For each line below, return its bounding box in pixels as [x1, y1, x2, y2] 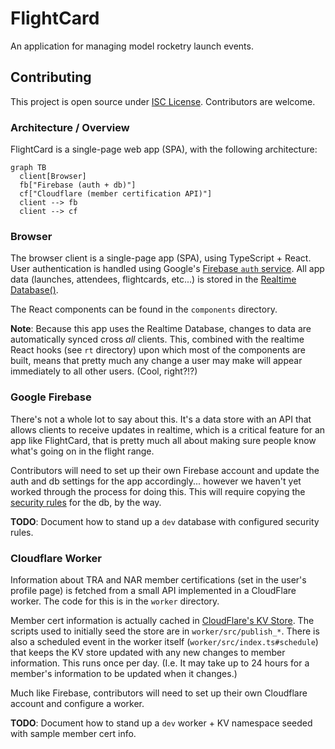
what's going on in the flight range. [10, 445, 155, 457]
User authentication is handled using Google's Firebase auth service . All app [10, 263, 325, 275]
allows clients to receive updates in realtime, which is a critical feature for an [10, 423, 326, 436]
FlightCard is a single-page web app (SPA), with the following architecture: [10, 143, 318, 156]
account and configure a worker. [10, 697, 145, 709]
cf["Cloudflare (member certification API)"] [19, 189, 213, 199]
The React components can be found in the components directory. [10, 303, 278, 316]
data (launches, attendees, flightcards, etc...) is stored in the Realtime [10, 273, 297, 286]
